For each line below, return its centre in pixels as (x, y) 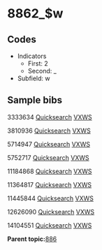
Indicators (32, 56)
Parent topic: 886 (32, 239)
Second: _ (42, 71)
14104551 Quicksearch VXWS (50, 225)
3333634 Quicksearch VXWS (50, 117)
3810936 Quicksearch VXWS (49, 131)
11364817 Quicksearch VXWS (50, 184)
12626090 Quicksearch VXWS (51, 212)
